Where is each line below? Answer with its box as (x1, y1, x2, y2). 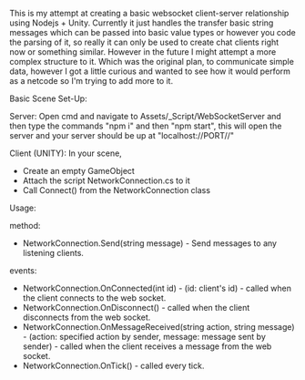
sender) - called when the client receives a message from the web (22, 341, 272, 352)
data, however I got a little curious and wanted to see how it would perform (9, 66, 291, 77)
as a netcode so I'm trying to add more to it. (9, 76, 174, 86)
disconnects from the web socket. (22, 312, 151, 323)
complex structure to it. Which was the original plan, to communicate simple (9, 56, 294, 67)
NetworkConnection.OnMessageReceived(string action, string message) (22, 322, 295, 332)
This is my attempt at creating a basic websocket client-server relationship (9, 8, 290, 18)
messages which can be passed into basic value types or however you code (9, 27, 296, 37)
